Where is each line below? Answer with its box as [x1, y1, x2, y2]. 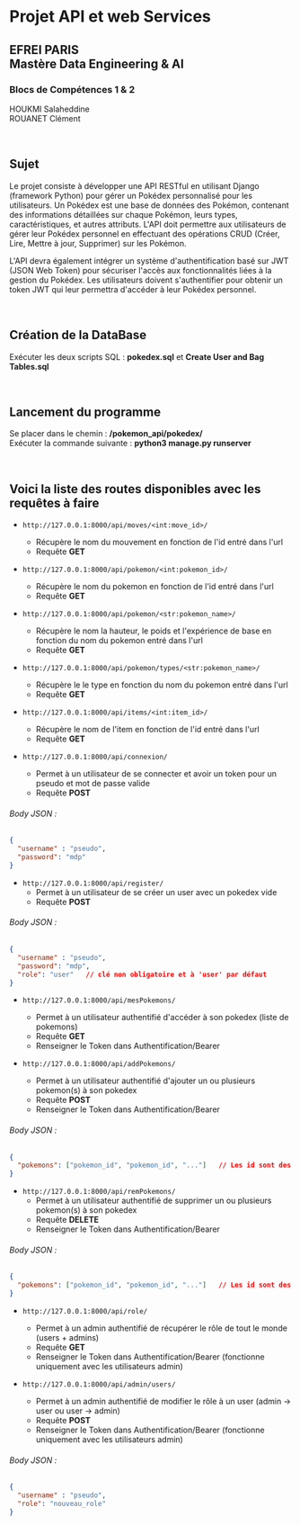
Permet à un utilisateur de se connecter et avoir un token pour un [35, 768, 277, 779]
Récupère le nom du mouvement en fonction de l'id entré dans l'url [35, 537, 284, 548]
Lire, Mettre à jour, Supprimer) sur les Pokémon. [9, 238, 187, 248]
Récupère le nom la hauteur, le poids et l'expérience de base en [35, 625, 272, 636]
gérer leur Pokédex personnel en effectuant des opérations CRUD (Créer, [9, 228, 280, 239]
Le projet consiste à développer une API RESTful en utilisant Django [9, 180, 260, 191]
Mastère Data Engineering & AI [9, 56, 184, 71]
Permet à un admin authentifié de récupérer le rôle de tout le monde [35, 1323, 287, 1333]
